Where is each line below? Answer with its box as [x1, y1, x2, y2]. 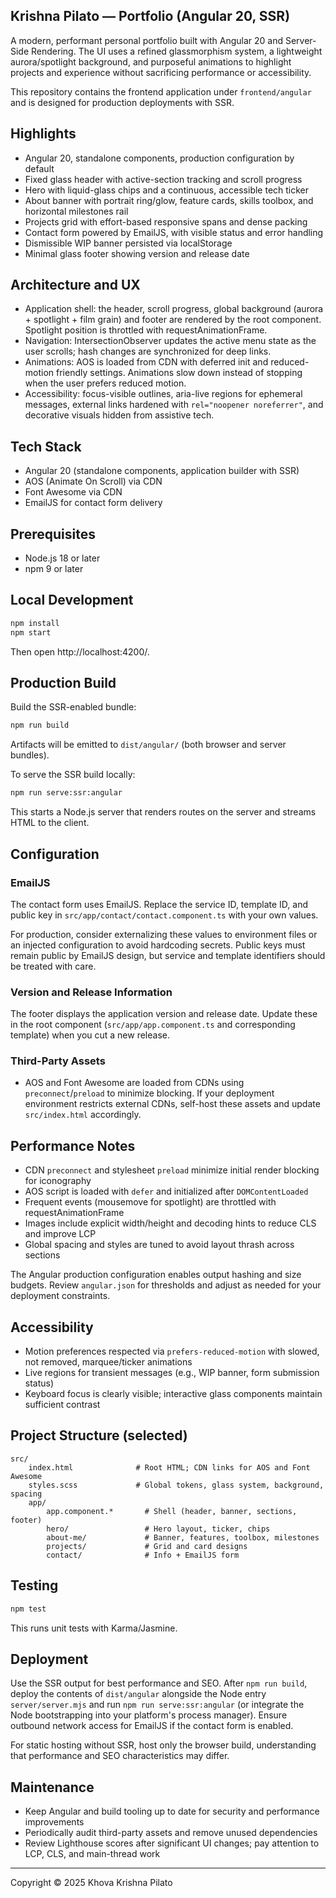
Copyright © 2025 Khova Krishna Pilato [10, 1877, 173, 1889]
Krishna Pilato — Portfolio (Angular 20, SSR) [10, 8, 291, 25]
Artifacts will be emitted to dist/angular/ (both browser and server [10, 739, 287, 751]
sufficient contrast [24, 1399, 101, 1411]
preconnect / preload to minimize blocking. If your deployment [24, 1087, 275, 1099]
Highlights [10, 125, 77, 143]
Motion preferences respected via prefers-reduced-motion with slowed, [24, 1345, 320, 1358]
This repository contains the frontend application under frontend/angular [10, 85, 312, 98]
